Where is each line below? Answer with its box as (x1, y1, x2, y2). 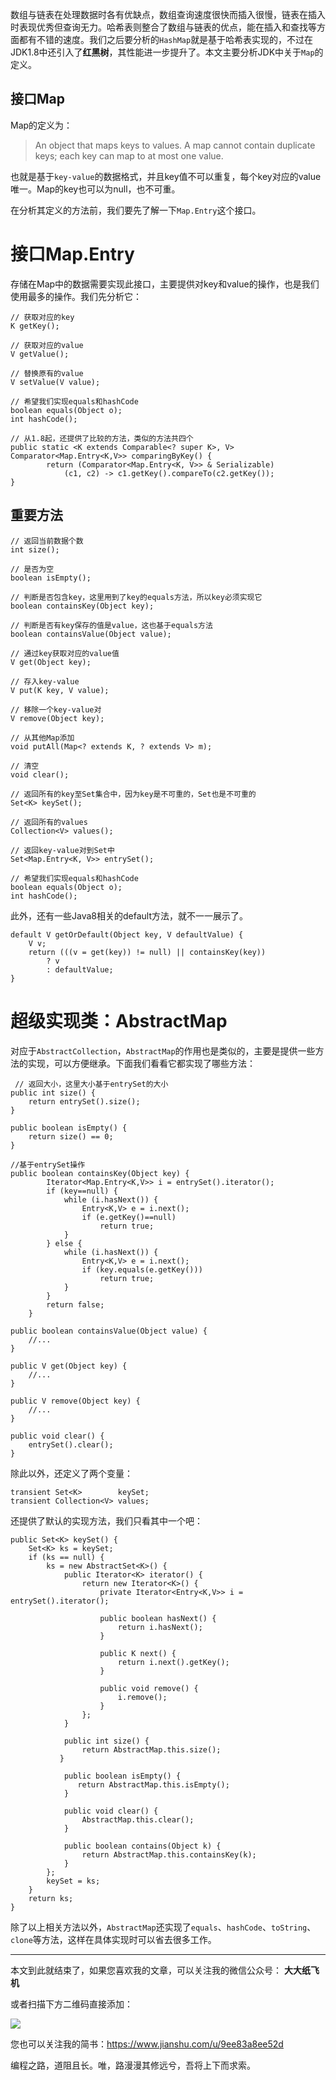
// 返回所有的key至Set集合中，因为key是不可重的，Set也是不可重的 (10, 789, 257, 799)
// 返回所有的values (10, 817, 88, 827)
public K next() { (99, 1648, 177, 1658)
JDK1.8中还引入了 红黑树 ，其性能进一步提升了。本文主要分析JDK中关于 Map (10, 46, 315, 58)
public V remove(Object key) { (10, 1396, 141, 1406)
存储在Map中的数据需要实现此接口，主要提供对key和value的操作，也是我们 (10, 278, 320, 290)
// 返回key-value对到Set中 (10, 845, 115, 855)
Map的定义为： (10, 119, 73, 131)
